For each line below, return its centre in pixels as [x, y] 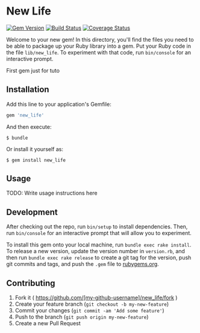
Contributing [31, 283]
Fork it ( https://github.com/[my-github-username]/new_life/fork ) [96, 298]
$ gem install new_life [36, 160]
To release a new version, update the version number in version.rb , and [96, 251]
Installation [28, 90]
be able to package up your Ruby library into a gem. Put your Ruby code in [99, 46]
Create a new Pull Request [48, 323]
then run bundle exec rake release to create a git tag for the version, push [99, 257]
